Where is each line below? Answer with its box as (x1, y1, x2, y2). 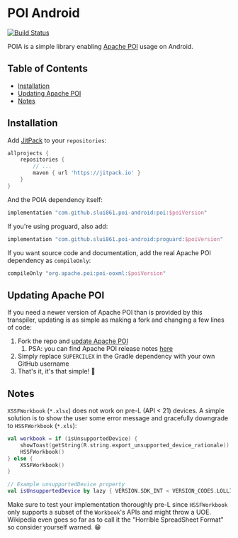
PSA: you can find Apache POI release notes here (28, 344, 174, 353)
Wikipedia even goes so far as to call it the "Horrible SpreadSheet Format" (7, 515, 225, 524)
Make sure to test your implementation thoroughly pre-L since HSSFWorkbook (7, 500, 228, 509)
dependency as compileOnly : (7, 256, 91, 264)
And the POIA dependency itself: (7, 195, 103, 203)
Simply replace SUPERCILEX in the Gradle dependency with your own (17, 352, 215, 361)
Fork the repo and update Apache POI (17, 337, 129, 345)
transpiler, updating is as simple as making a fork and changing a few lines (7, 315, 225, 324)
